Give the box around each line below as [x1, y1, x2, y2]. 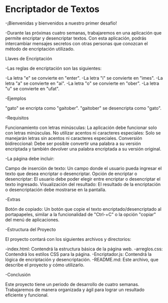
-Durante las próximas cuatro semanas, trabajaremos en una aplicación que [5, 30, 162, 36]
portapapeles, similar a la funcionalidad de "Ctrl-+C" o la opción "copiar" [5, 211, 156, 217]
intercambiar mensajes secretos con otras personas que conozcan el [5, 40, 148, 46]
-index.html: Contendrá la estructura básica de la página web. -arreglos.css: [5, 246, 163, 252]
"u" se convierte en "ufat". [5, 85, 60, 91]
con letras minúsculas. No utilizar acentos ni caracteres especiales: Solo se [5, 129, 161, 136]
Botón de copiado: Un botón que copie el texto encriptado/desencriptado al [5, 206, 161, 212]
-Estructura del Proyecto [5, 226, 56, 232]
